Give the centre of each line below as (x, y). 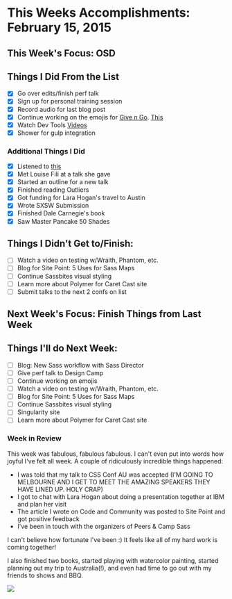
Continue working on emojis (57, 381)
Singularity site (38, 412)
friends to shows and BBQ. (45, 575)
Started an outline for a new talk (63, 182)
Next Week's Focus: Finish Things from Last (105, 314)
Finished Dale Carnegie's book (61, 213)
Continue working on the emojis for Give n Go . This (90, 117)
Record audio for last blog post (61, 109)
